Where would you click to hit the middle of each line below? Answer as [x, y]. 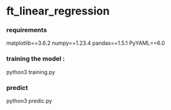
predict [17, 88]
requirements [27, 30]
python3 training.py [31, 72]
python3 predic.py [29, 101]
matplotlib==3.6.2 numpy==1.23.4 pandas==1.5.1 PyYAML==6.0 [86, 43]
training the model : [36, 59]
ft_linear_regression [58, 11]
